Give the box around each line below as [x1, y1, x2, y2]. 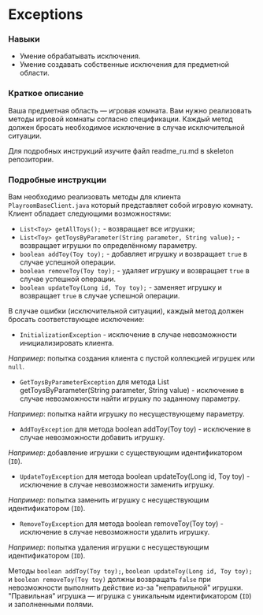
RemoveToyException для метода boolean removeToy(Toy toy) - [19, 519, 224, 528]
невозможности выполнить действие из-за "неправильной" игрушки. [8, 583, 243, 592]
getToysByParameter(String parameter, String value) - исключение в [19, 386, 244, 395]
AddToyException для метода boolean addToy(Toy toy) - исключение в [19, 424, 251, 434]
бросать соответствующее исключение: [8, 315, 145, 324]
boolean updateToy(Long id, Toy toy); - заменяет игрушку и [19, 283, 223, 292]
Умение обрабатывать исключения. [19, 51, 141, 61]
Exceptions [8, 6, 83, 24]
